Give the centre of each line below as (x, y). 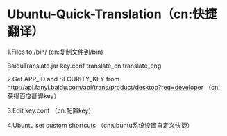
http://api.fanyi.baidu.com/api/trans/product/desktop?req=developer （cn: (114, 87)
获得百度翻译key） (34, 96)
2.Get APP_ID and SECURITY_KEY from (64, 79)
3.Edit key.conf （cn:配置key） (51, 110)
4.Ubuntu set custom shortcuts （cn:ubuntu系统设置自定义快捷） (100, 125)
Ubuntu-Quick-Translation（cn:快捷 (112, 14)
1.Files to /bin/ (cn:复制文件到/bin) (55, 52)
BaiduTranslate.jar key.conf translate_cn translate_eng (84, 66)
